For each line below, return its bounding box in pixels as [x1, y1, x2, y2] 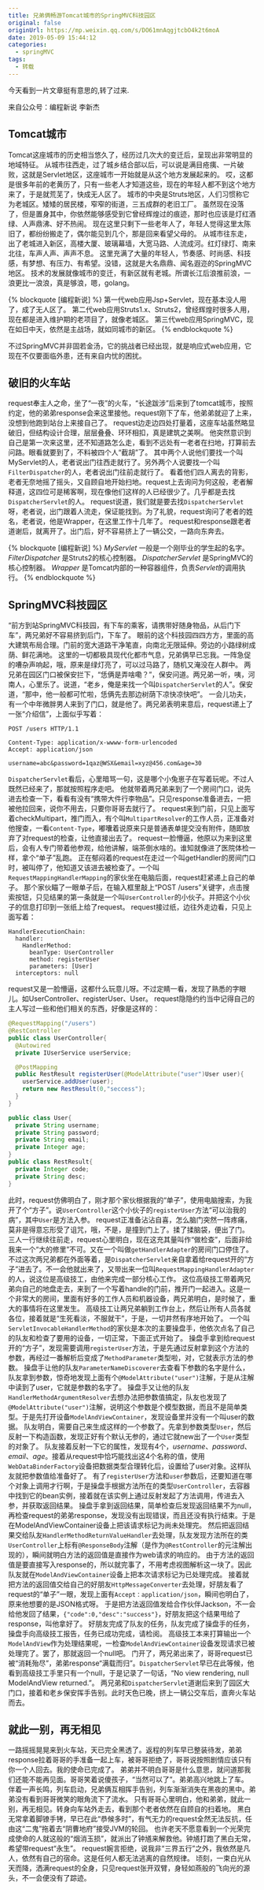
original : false [8, 19, 61, 27]
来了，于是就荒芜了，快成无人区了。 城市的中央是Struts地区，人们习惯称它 [8, 189, 250, 199]
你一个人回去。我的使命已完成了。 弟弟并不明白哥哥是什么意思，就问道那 [8, 1765, 244, 1774]
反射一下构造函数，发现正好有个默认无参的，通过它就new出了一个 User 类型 [8, 1431, 250, 1441]
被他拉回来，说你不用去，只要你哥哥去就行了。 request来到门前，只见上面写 [8, 804, 255, 813]
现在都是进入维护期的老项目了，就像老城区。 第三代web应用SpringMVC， [8, 314, 247, 324]
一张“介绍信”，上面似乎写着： [8, 709, 104, 719]
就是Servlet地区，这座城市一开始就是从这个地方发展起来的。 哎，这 [28, 169, 247, 179]
